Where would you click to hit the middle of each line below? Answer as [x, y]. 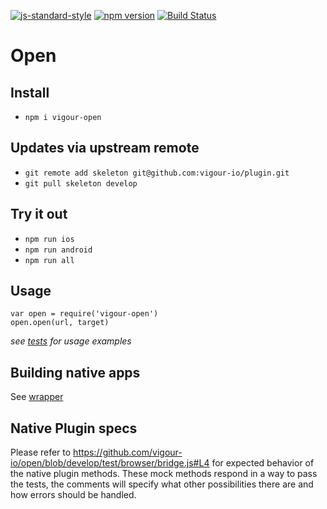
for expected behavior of [263, 463]
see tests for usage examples [71, 341]
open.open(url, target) [60, 323]
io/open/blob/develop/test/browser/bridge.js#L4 [110, 463]
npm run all [49, 260]
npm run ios [49, 239]
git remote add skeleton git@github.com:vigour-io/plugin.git [157, 173]
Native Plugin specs [74, 428]
